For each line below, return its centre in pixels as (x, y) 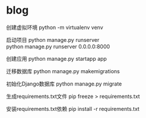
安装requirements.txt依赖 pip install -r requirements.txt (73, 109)
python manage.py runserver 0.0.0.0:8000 (58, 46)
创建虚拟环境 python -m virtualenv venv (55, 27)
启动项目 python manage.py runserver (53, 40)
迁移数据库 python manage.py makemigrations (63, 71)
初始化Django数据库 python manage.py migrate (64, 84)
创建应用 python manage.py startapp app (56, 58)
